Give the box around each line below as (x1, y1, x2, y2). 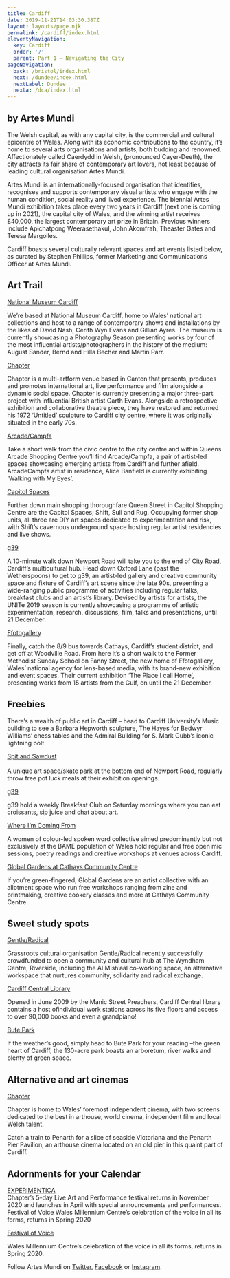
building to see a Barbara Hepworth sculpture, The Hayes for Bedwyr (7, 724, 203, 732)
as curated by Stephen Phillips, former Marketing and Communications (7, 252, 207, 260)
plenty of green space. (7, 1054, 71, 1062)
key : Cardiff (13, 42, 51, 49)
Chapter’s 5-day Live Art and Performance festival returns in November (7, 1193, 209, 1202)
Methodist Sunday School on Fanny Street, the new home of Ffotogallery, (7, 657, 215, 665)
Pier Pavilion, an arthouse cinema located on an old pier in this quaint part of (7, 1140, 223, 1149)
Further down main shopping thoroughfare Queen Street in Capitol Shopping (7, 500, 223, 509)
